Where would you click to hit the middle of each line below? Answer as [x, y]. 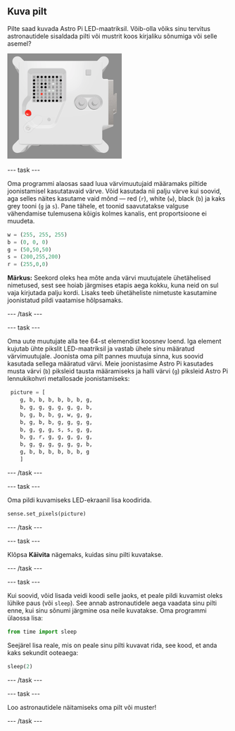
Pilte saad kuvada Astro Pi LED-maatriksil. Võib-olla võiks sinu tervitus [109, 28]
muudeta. [21, 220]
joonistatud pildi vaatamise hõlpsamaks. [65, 300]
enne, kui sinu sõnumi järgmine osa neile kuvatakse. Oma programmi [107, 610]
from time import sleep [42, 632]
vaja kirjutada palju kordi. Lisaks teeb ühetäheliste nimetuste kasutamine [112, 293]
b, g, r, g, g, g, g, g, [56, 437]
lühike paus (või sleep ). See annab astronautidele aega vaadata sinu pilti [112, 603]
